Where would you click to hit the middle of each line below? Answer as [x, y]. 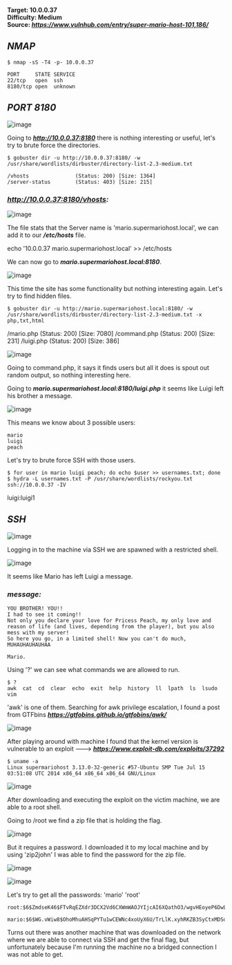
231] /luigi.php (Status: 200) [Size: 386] [63, 341]
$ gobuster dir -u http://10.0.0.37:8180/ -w [74, 158]
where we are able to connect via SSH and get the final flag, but [98, 940]
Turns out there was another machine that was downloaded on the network [114, 933]
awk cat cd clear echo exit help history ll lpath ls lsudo [112, 688]
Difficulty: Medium [35, 17]
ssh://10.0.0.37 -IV [37, 485]
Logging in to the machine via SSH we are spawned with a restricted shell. [113, 550]
